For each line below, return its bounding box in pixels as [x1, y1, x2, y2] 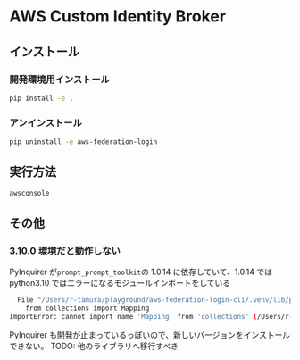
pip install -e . [9, 94, 74, 103]
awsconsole [9, 188, 50, 197]
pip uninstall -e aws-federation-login [9, 138, 158, 147]
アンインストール [9, 116, 82, 129]
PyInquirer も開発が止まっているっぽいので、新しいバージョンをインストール [9, 329, 291, 340]
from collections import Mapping [25, 304, 150, 314]
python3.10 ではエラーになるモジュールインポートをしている [9, 278, 231, 289]
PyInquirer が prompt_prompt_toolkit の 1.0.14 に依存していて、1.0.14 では [9, 266, 272, 278]
